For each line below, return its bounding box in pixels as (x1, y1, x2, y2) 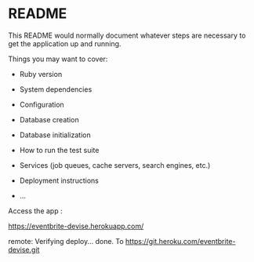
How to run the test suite (19, 145, 100, 155)
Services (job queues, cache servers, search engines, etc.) (19, 160, 211, 169)
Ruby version (19, 69, 63, 78)
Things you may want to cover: (8, 54, 108, 64)
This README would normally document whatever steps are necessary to (8, 31, 246, 40)
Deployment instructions (19, 176, 100, 185)
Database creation (19, 115, 80, 124)
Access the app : (8, 206, 63, 216)
